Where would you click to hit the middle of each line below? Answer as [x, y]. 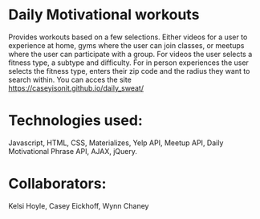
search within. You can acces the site [70, 79]
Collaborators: [57, 184]
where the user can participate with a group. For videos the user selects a [130, 54]
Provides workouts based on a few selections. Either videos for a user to [128, 37]
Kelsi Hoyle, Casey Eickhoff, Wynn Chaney [79, 205]
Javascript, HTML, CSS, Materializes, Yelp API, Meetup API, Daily [116, 143]
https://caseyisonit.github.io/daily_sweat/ [76, 88]
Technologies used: [75, 121]
